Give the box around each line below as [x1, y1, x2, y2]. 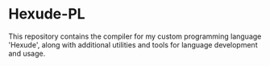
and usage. [8, 48, 46, 58]
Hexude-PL [8, 5, 86, 23]
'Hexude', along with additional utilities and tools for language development [8, 39, 258, 49]
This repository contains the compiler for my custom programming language [8, 31, 262, 41]
